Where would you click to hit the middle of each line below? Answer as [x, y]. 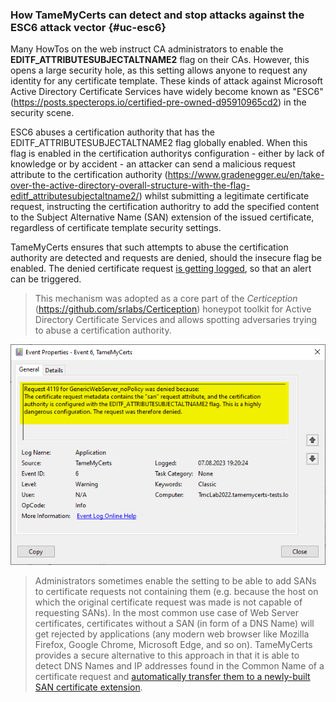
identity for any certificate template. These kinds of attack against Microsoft [166, 81]
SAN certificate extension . [88, 687]
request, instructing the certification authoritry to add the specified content [165, 207]
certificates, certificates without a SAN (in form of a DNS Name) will [174, 623]
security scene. [42, 113]
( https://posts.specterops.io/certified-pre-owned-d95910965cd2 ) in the [158, 102]
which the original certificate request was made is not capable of [168, 602]
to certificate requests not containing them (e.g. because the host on [176, 591]
